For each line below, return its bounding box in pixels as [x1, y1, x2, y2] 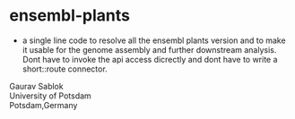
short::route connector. [22, 64, 108, 74]
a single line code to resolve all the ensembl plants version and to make [22, 35, 286, 46]
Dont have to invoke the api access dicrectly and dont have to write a [22, 54, 278, 64]
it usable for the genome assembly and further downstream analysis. [22, 44, 277, 55]
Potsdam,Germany [9, 99, 78, 110]
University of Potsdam [9, 90, 91, 101]
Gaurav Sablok [9, 81, 65, 91]
